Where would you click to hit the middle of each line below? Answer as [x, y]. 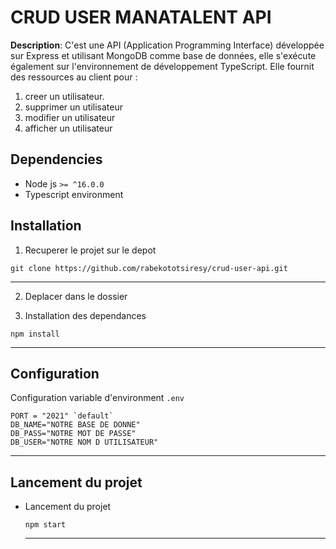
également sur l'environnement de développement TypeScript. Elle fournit [162, 66]
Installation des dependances [85, 315]
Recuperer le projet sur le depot [90, 250]
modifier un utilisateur [70, 117]
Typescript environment [74, 194]
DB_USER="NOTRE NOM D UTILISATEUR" [84, 442]
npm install [35, 334]
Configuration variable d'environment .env [97, 398]
